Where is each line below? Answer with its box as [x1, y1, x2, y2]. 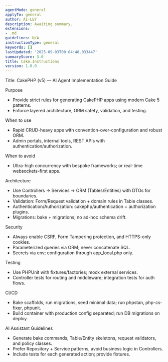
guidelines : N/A [5, 36, 39, 41]
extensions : [5, 26, 30, 31]
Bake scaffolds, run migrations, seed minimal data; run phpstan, [12, 300, 144, 306]
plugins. [12, 209, 29, 215]
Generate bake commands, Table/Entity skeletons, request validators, [12, 335, 156, 341]
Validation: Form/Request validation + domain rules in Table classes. [12, 198, 154, 204]
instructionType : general [5, 40, 59, 45]
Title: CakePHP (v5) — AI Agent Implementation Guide [5, 78, 117, 84]
